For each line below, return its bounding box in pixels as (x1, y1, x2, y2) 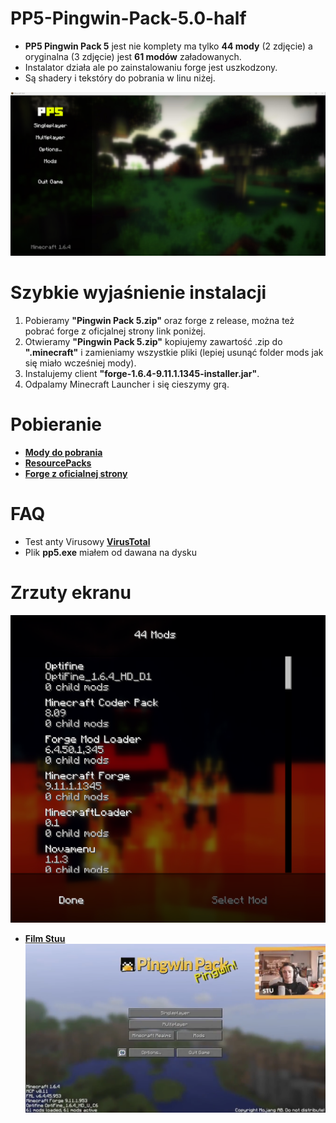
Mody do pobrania (24, 446, 103, 458)
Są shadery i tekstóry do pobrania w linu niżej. (24, 72, 216, 84)
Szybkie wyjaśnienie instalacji (10, 281, 267, 304)
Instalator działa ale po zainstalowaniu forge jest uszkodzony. (24, 61, 278, 73)
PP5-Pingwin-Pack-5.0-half (10, 7, 247, 30)
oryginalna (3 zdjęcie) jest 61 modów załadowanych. (24, 50, 242, 62)
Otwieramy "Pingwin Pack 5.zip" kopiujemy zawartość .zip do (24, 335, 283, 347)
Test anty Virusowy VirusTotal (24, 535, 151, 547)
